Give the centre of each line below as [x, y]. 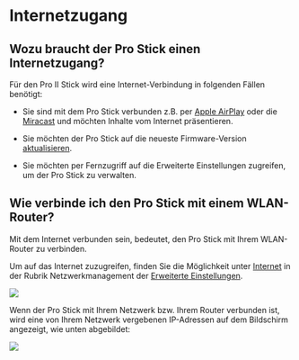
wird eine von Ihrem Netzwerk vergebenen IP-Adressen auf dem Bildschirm [149, 319]
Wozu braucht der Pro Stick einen [105, 49]
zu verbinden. [61, 248]
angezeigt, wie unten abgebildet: [70, 328]
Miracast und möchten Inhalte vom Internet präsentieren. [128, 121]
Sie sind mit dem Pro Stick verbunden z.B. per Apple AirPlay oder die [150, 112]
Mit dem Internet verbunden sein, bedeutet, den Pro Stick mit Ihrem [134, 238]
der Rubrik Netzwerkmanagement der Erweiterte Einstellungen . [126, 275]
